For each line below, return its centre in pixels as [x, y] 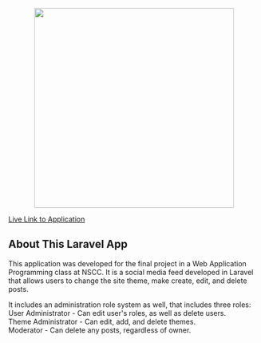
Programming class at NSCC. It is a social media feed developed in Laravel [131, 272]
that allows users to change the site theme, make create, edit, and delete [128, 281]
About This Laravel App [68, 244]
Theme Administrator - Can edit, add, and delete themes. [102, 321]
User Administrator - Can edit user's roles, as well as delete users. [117, 313]
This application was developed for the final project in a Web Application [128, 263]
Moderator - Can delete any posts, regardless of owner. [100, 330]
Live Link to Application [47, 219]
